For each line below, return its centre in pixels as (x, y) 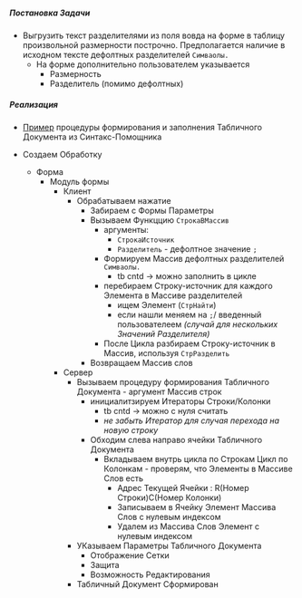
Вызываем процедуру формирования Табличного (173, 381)
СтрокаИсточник (146, 240)
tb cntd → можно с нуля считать (166, 410)
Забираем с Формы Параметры (152, 210)
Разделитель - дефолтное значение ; (187, 248)
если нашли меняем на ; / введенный (190, 314)
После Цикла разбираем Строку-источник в (190, 343)
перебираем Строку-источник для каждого (189, 285)
